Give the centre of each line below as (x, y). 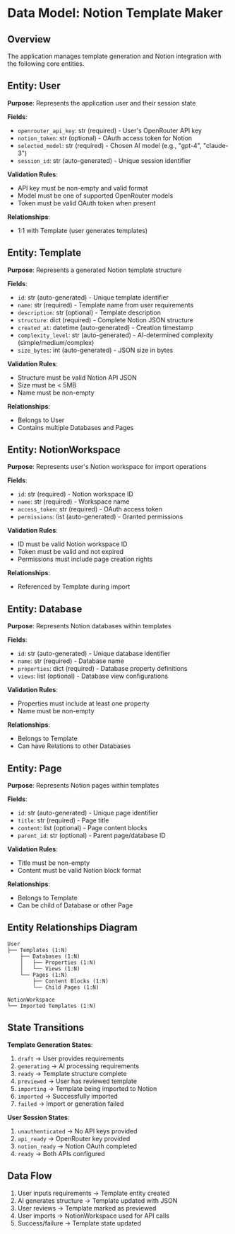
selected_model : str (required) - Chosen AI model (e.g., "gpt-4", (110, 145)
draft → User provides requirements (71, 1058)
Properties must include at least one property (83, 703)
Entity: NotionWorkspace (64, 450)
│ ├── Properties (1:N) (58, 962)
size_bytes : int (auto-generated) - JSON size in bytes (95, 350)
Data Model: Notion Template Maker (115, 13)
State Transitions (46, 1028)
